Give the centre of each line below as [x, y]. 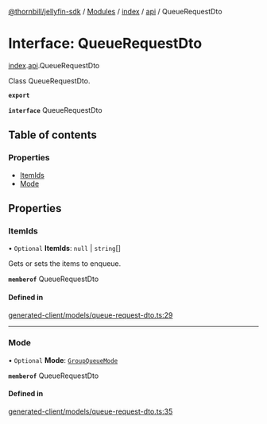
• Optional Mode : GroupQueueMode [63, 360]
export [19, 95]
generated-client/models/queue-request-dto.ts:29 [91, 315]
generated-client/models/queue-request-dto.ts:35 [91, 411]
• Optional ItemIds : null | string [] [65, 249]
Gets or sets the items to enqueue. [65, 264]
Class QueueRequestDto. [49, 81]
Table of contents [52, 135]
